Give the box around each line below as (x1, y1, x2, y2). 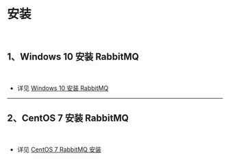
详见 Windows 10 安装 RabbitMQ (16, 84, 109, 92)
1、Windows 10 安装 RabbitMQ (7, 51, 139, 62)
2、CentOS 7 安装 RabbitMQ (7, 113, 129, 124)
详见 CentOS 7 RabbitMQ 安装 (16, 145, 101, 153)
